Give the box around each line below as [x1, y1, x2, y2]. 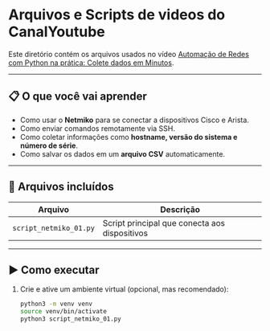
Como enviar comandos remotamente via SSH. [19, 123, 175, 133]
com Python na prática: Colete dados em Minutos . [8, 58, 174, 67]
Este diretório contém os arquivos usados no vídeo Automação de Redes [8, 49, 249, 59]
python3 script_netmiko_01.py [19, 315, 122, 323]
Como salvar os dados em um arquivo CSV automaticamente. [19, 149, 226, 158]
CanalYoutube [8, 22, 106, 41]
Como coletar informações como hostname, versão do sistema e [19, 132, 238, 141]
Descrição [160, 203, 201, 215]
